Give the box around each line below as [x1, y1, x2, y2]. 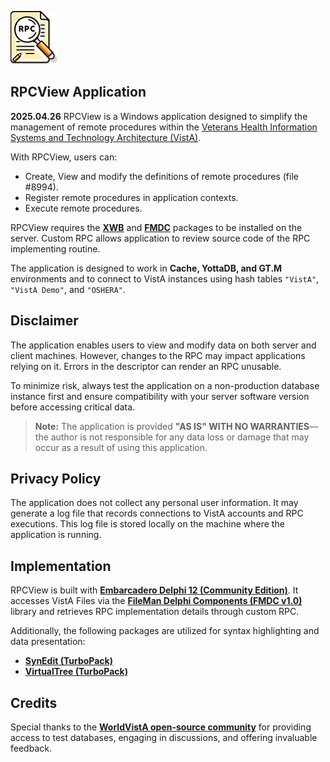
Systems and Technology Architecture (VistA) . [10, 131, 202, 143]
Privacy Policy [10, 471, 102, 488]
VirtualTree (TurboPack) [24, 666, 128, 678]
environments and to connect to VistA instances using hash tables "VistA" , [10, 272, 320, 285]
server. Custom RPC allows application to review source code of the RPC [10, 232, 311, 244]
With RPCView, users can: [10, 151, 118, 163]
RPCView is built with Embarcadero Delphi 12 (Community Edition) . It [10, 584, 299, 596]
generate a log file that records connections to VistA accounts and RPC [10, 507, 304, 520]
